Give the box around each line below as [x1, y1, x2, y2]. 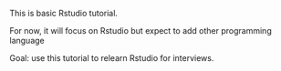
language [9, 35, 45, 46]
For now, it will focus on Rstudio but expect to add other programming [9, 25, 272, 35]
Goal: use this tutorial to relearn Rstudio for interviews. [9, 53, 214, 63]
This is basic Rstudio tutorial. [9, 8, 119, 18]
